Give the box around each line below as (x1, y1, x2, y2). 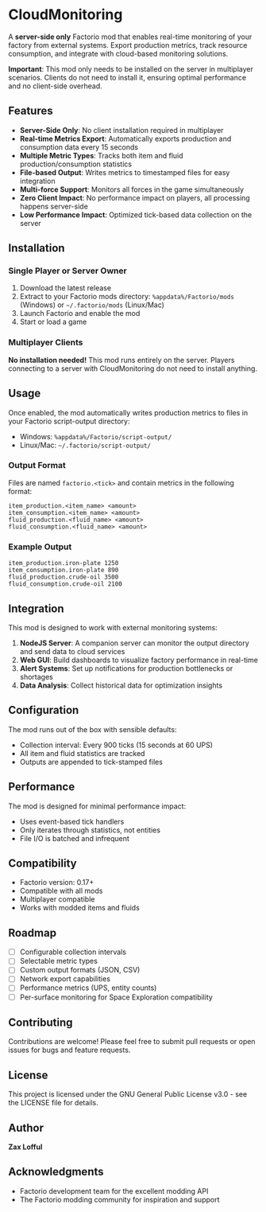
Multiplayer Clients (8, 337, 83, 348)
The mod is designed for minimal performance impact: (8, 801, 187, 811)
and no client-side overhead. (8, 81, 103, 91)
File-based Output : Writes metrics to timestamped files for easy (19, 167, 230, 177)
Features (8, 104, 53, 118)
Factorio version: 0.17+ (19, 878, 94, 887)
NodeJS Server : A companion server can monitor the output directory (19, 638, 250, 648)
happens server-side (19, 201, 89, 211)
